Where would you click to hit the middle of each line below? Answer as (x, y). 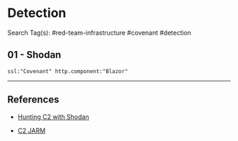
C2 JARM (32, 130)
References (33, 100)
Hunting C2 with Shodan (53, 117)
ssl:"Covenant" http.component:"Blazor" (68, 71)
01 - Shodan (34, 55)
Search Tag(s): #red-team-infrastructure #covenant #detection (99, 33)
